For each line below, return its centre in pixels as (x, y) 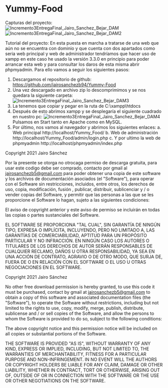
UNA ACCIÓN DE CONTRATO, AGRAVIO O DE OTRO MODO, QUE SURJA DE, (84, 257)
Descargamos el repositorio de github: (52, 79)
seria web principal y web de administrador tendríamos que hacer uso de (80, 54)
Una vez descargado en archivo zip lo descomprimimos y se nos (79, 90)
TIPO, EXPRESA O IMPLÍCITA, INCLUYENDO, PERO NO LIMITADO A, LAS (80, 230)
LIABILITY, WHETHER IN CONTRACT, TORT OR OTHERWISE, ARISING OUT (82, 370)
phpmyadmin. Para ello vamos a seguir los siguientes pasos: (67, 69)
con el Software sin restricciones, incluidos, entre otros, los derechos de (80, 184)
